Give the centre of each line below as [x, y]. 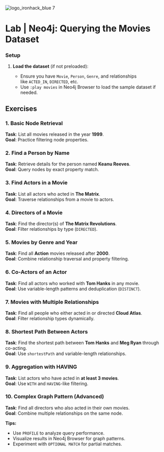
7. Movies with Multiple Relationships [52, 302]
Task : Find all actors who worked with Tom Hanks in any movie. [72, 283]
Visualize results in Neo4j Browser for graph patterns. [69, 438]
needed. [29, 92]
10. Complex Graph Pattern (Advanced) [55, 397]
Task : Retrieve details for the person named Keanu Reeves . [68, 164]
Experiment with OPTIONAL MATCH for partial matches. [67, 444]
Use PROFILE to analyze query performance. [59, 433]
